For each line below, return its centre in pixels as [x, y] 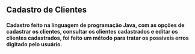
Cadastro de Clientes [47, 10]
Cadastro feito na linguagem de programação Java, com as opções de [95, 25]
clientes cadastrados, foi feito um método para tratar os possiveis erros [97, 38]
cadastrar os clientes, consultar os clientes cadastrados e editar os [92, 31]
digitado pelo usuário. [34, 44]
